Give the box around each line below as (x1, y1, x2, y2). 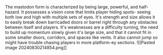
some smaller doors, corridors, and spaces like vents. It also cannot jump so (5, 34, 158, 40)
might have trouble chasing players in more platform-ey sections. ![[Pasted (5, 40, 155, 45)
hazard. (5, 9, 20, 15)
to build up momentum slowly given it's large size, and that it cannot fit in (5, 30, 152, 35)
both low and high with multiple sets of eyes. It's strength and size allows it (5, 14, 155, 20)
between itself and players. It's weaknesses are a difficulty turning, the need (5, 24, 159, 30)
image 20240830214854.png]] (5, 45, 67, 50)
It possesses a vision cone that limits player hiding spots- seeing (21, 9, 151, 15)
